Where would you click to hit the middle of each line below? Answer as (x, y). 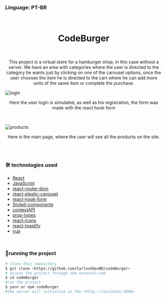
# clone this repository (31, 264)
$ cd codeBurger (22, 278)
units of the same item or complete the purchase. (84, 83)
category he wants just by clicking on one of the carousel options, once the (84, 73)
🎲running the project (31, 254)
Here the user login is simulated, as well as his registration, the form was (84, 103)
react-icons (24, 220)
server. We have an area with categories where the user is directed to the (84, 67)
